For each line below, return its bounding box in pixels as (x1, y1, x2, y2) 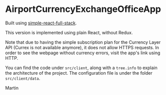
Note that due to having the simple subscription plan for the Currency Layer (5, 39, 161, 45)
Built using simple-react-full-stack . (5, 20, 77, 26)
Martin (5, 85, 19, 91)
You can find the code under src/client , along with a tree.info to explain (5, 65, 157, 71)
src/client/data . (5, 75, 40, 81)
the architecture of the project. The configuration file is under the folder (5, 70, 152, 76)
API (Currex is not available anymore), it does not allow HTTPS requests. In (5, 44, 159, 50)
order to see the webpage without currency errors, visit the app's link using (5, 50, 160, 56)
